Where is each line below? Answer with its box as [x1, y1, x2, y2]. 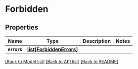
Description [82, 38, 111, 44]
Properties [5, 23, 39, 32]
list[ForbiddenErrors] [27, 46, 78, 53]
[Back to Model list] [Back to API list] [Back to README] [5, 59, 119, 65]
